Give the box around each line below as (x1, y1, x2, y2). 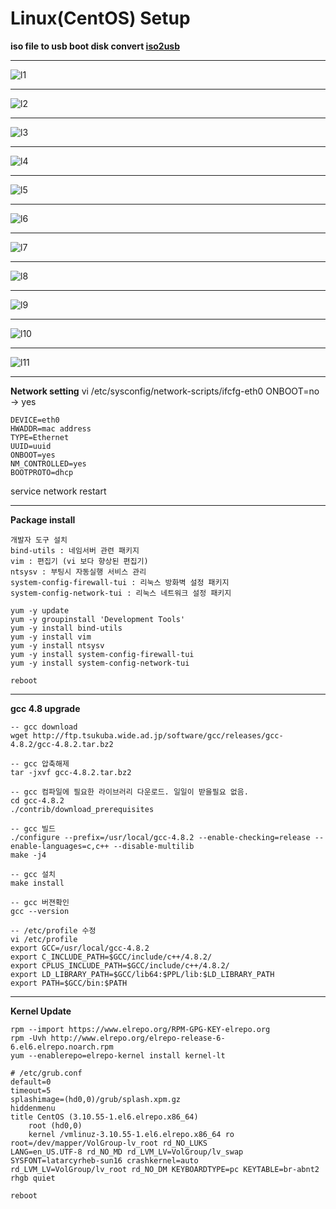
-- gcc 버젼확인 (10, 897, 70, 907)
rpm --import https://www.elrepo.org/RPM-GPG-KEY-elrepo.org (10, 1024, 271, 1034)
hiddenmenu (10, 1103, 56, 1113)
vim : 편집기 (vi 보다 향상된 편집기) (10, 556, 149, 566)
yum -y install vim (10, 632, 92, 642)
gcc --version (10, 906, 70, 916)
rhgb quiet (10, 1173, 56, 1183)
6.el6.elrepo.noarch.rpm (10, 1042, 114, 1052)
